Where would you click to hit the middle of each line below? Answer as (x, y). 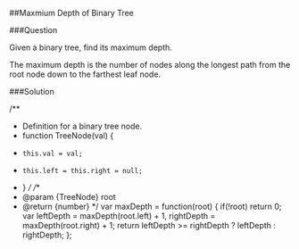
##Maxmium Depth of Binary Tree (71, 13)
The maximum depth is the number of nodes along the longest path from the (150, 65)
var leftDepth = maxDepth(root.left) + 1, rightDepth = (119, 216)
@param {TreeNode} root (69, 197)
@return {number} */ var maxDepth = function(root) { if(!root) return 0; (152, 206)
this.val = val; (52, 154)
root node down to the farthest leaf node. (85, 74)
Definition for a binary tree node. (82, 126)
